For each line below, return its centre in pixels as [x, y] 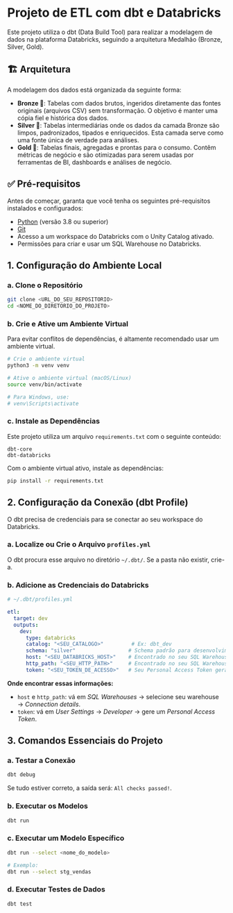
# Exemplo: [23, 865]
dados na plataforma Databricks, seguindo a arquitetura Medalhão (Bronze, [115, 39]
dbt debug [21, 775]
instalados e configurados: [45, 208]
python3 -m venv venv [38, 366]
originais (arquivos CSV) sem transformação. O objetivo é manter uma [118, 110]
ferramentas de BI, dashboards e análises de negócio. [94, 162]
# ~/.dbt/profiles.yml [40, 600]
